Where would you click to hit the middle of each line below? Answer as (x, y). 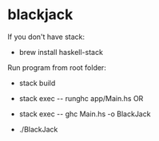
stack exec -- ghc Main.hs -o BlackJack (85, 114)
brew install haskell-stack (61, 52)
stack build (37, 83)
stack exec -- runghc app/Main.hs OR (81, 98)
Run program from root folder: (57, 67)
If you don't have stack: (46, 37)
